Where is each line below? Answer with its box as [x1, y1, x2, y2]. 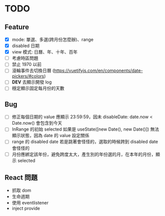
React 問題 [4, 173, 38, 182]
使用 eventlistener [11, 200, 49, 206]
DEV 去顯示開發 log [11, 79, 52, 85]
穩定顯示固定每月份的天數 [11, 85, 65, 91]
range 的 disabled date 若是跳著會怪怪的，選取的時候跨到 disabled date [11, 139, 159, 144]
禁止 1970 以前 [11, 62, 42, 68]
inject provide [11, 206, 40, 212]
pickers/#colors [11, 73, 44, 79]
